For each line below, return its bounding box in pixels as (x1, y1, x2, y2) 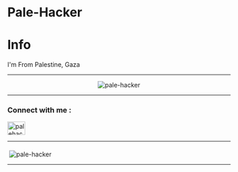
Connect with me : (7, 105, 72, 115)
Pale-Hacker (7, 4, 83, 21)
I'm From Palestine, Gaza (7, 60, 80, 69)
